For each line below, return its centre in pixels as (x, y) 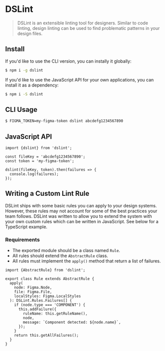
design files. (30, 33)
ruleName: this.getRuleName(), (55, 314)
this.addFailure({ (37, 309)
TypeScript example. (26, 227)
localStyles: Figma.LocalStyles (47, 296)
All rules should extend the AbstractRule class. (60, 256)
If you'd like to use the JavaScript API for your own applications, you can (80, 80)
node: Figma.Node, (33, 288)
